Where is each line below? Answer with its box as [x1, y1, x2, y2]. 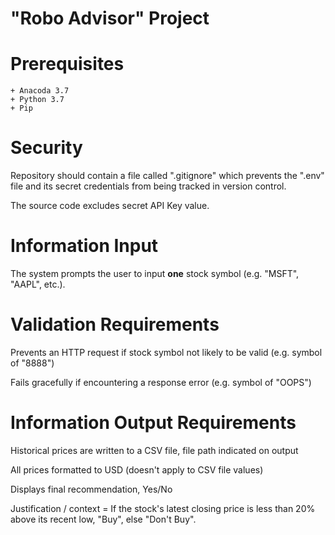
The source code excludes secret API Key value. [10, 200, 210, 212]
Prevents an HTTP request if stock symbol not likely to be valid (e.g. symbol [10, 346, 323, 358]
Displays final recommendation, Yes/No [10, 483, 173, 495]
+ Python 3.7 [10, 95, 65, 105]
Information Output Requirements [10, 412, 297, 434]
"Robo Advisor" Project [10, 7, 210, 30]
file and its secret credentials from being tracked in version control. [10, 180, 287, 192]
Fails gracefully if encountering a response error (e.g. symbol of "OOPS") [10, 376, 312, 388]
